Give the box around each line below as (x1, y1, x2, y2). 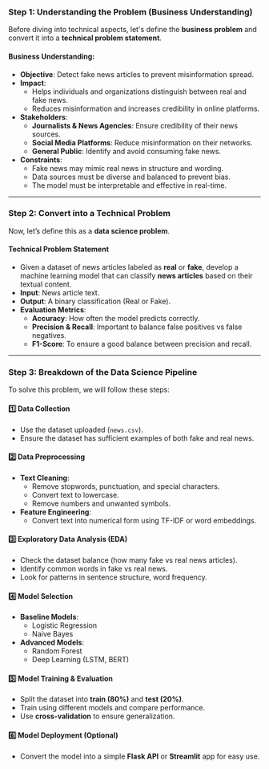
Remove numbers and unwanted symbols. (31, 498, 171, 508)
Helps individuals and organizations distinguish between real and (31, 87, 247, 96)
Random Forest (31, 646, 82, 656)
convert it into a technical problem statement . (8, 33, 163, 43)
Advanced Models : (19, 637, 85, 648)
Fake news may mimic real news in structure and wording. (31, 163, 224, 173)
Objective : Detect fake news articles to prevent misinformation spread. (19, 69, 255, 79)
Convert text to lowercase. (31, 490, 120, 499)
